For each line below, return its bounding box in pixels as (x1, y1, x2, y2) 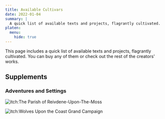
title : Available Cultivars (5, 7, 63, 12)
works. (5, 59, 19, 64)
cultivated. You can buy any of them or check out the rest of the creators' (5, 53, 155, 59)
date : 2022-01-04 (5, 12, 41, 17)
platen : (5, 26, 21, 30)
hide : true (14, 35, 37, 40)
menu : (9, 30, 21, 35)
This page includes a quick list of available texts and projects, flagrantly (5, 48, 151, 54)
